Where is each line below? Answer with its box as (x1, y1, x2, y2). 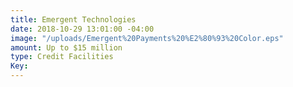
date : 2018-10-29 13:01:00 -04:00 (10, 24, 155, 34)
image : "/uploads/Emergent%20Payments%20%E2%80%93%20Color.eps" (10, 33, 284, 43)
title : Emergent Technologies (10, 14, 137, 25)
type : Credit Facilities (10, 52, 114, 62)
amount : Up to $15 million (10, 42, 123, 53)
